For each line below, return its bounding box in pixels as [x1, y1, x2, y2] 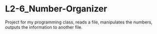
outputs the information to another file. [5, 24, 83, 30]
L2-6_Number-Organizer [5, 3, 107, 14]
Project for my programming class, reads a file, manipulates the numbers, [5, 19, 153, 25]
